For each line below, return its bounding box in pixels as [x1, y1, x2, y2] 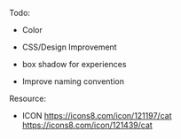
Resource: [9, 93, 47, 104]
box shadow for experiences [21, 59, 127, 69]
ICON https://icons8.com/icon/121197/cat [21, 111, 172, 120]
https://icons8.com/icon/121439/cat [21, 120, 153, 130]
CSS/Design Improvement [21, 42, 117, 52]
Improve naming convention [21, 76, 124, 87]
